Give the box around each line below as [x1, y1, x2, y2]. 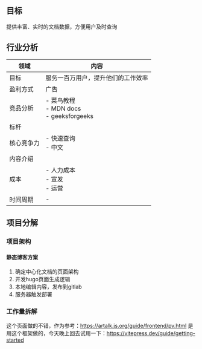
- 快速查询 [45, 134, 75, 142]
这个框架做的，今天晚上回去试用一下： [11, 330, 107, 337]
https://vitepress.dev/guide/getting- [106, 330, 196, 337]
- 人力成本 [45, 166, 75, 174]
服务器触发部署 [14, 291, 52, 298]
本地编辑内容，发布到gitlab [14, 283, 83, 290]
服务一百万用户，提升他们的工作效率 [45, 73, 149, 82]
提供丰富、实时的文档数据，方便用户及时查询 [6, 23, 118, 30]
